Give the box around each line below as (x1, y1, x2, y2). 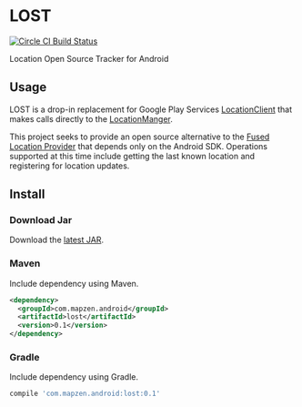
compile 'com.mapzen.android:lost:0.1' (9, 389, 161, 399)
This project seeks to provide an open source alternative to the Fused (9, 131, 270, 142)
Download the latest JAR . (9, 234, 105, 246)
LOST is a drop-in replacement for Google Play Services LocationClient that (9, 104, 293, 115)
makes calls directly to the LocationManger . (9, 113, 173, 124)
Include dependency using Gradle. (9, 371, 139, 382)
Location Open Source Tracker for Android (9, 53, 169, 64)
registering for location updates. (9, 160, 130, 171)
